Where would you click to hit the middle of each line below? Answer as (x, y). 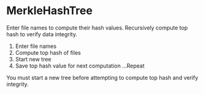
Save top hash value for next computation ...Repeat (80, 66)
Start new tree (33, 59)
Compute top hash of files (48, 52)
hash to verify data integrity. (42, 34)
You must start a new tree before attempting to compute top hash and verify (102, 77)
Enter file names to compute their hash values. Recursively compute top (97, 28)
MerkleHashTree (50, 11)
